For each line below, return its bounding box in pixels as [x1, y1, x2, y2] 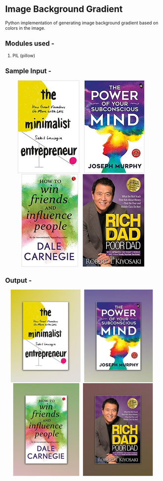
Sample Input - [5, 67, 52, 75]
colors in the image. [5, 25, 45, 31]
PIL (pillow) [12, 52, 36, 58]
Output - [5, 276, 32, 285]
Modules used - [5, 40, 55, 48]
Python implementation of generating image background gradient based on [5, 20, 159, 26]
